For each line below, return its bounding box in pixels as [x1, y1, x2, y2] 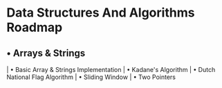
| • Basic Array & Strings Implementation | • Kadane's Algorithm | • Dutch [6, 66, 216, 73]
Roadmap [6, 19, 63, 35]
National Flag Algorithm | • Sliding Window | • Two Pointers [6, 73, 176, 81]
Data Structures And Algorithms [6, 5, 195, 21]
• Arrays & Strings [6, 47, 86, 59]
